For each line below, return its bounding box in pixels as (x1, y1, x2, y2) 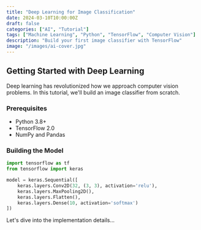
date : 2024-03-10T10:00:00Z (6, 15, 78, 21)
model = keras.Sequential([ (6, 177, 78, 183)
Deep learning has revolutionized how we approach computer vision (6, 82, 179, 90)
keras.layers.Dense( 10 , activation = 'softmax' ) (17, 200, 138, 206)
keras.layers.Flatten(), (17, 194, 81, 200)
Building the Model (6, 146, 64, 155)
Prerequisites (6, 104, 47, 112)
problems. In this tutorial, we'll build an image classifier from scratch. (6, 88, 180, 96)
